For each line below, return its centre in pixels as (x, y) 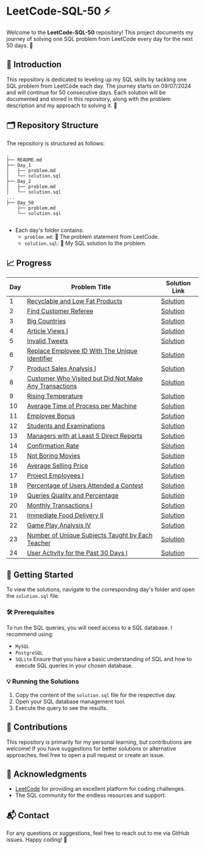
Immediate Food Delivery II (65, 515)
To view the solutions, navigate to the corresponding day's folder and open (101, 589)
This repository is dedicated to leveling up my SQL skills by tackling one (97, 79)
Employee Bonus (51, 416)
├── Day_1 (19, 165)
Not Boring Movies (54, 456)
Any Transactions (52, 386)
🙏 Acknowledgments (47, 774)
